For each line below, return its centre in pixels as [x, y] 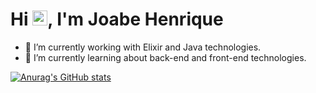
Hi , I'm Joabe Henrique [117, 19]
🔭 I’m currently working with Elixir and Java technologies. [143, 47]
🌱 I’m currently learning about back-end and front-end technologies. [165, 57]
